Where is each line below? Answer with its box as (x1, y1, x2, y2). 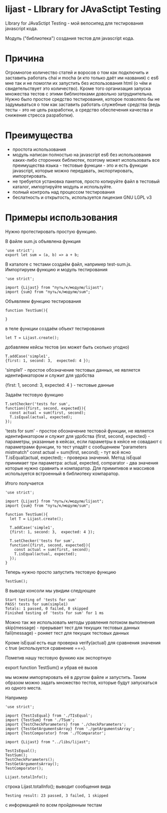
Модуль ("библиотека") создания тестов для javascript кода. (5, 35, 134, 41)
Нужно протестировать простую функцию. (5, 228, 97, 235)
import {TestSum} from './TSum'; (5, 717, 75, 723)
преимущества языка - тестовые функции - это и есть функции (12, 162, 148, 168)
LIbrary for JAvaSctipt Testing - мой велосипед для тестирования (5, 20, 143, 26)
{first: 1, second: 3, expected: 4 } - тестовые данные (5, 382, 114, 388)
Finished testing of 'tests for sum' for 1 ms (5, 610, 104, 616)
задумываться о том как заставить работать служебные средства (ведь (5, 101, 160, 107)
